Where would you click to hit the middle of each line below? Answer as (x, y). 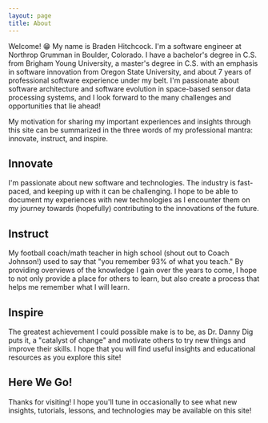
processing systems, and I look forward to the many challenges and (120, 97)
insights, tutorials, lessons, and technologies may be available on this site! (130, 410)
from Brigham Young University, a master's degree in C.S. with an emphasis (133, 63)
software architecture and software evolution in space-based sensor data (129, 88)
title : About (30, 23)
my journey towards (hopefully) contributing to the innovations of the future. (134, 209)
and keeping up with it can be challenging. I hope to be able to (136, 191)
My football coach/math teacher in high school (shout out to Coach (119, 253)
